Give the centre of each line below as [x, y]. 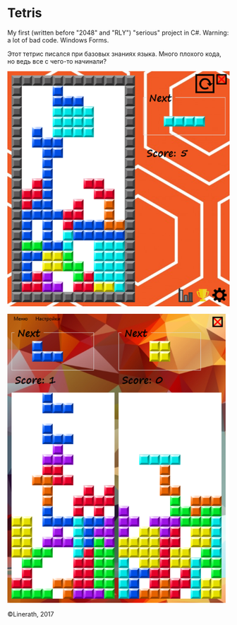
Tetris [25, 13]
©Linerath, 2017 [31, 614]
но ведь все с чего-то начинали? [57, 61]
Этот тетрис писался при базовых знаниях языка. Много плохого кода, [115, 54]
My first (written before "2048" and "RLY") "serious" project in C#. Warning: [118, 33]
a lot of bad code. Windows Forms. [58, 40]
